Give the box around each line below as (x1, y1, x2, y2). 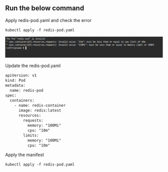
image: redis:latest (18, 107, 61, 113)
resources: (18, 112, 41, 118)
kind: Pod (5, 77, 26, 83)
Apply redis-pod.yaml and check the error (5, 17, 91, 23)
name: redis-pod (9, 87, 43, 93)
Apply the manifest (5, 151, 44, 157)
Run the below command (5, 4, 84, 12)
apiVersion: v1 (5, 72, 37, 78)
